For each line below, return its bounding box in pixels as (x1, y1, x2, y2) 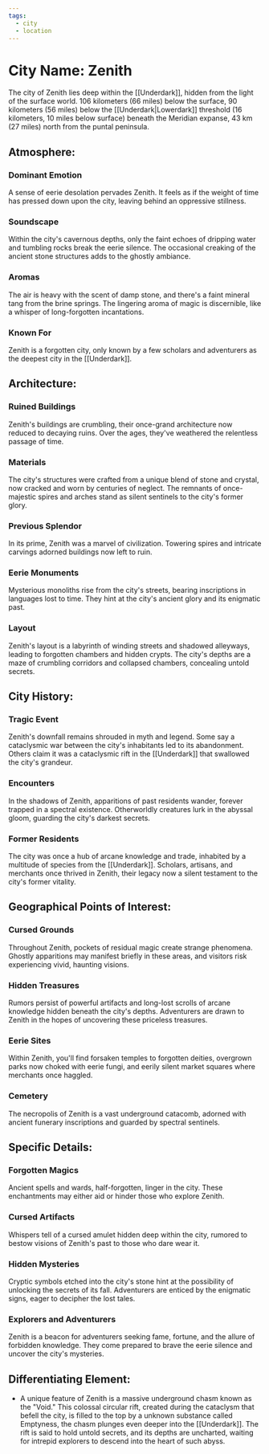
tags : (8, 11, 26, 20)
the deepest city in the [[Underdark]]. (8, 353, 132, 363)
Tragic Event (8, 714, 59, 725)
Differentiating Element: (8, 1372, 131, 1386)
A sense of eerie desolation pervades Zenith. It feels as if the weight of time (8, 188, 259, 197)
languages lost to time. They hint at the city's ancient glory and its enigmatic (8, 594, 261, 603)
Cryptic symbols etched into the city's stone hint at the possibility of (8, 1276, 234, 1286)
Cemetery (8, 1090, 48, 1101)
